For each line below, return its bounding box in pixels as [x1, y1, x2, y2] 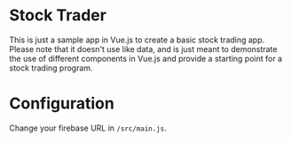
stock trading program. [9, 63, 93, 73]
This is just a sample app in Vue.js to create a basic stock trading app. [9, 34, 265, 45]
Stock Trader [9, 5, 106, 26]
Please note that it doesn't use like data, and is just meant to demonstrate [9, 43, 278, 54]
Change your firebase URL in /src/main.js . [9, 123, 167, 133]
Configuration [9, 93, 115, 114]
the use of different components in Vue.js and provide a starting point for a [9, 53, 282, 64]
